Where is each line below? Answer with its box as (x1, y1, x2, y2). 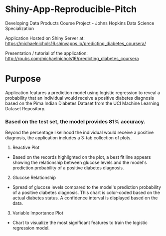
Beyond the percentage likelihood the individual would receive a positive (5, 129, 154, 136)
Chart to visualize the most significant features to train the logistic (12, 219, 148, 226)
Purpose (5, 73, 41, 85)
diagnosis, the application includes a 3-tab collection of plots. (5, 135, 132, 141)
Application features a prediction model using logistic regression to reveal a (5, 89, 161, 96)
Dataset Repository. (5, 105, 46, 111)
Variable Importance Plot (12, 210, 63, 216)
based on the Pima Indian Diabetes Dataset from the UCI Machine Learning (5, 100, 160, 106)
